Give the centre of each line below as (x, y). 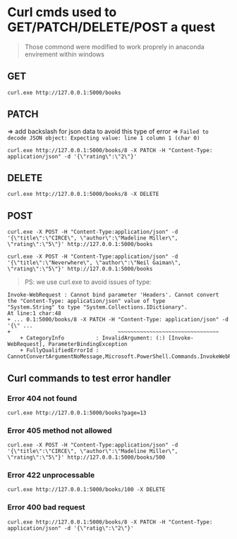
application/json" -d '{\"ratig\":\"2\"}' (71, 528)
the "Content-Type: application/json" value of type (86, 301)
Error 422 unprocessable (51, 475)
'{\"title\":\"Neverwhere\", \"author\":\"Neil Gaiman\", (94, 263)
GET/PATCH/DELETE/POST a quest (111, 27)
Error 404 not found (42, 398)
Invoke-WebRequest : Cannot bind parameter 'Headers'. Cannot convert (113, 295)
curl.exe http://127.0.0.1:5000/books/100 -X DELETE (86, 490)
